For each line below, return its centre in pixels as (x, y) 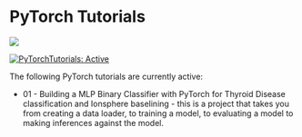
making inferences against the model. (93, 122)
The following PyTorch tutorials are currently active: (106, 76)
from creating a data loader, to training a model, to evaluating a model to (158, 113)
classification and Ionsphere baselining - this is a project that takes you (156, 103)
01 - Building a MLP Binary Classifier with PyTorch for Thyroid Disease (154, 93)
